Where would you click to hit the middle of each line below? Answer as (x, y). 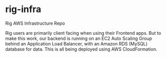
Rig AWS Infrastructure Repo (35, 23)
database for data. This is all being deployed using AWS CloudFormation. (81, 49)
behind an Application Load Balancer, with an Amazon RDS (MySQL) (76, 43)
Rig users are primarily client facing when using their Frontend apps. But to (83, 33)
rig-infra (23, 9)
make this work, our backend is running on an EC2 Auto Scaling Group (79, 38)
